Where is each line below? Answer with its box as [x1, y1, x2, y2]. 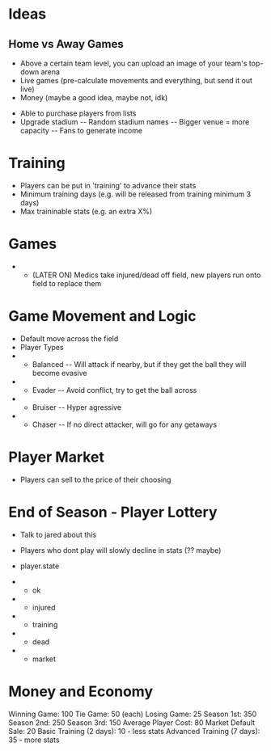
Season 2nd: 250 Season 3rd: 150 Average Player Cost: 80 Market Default [8, 717, 256, 728]
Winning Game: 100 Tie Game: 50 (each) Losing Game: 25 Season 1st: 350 [8, 709, 257, 719]
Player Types [19, 342, 64, 352]
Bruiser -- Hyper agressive [32, 402, 122, 412]
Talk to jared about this [19, 529, 97, 539]
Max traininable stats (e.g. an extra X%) [19, 206, 153, 216]
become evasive [32, 368, 87, 378]
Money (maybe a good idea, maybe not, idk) [19, 93, 168, 102]
